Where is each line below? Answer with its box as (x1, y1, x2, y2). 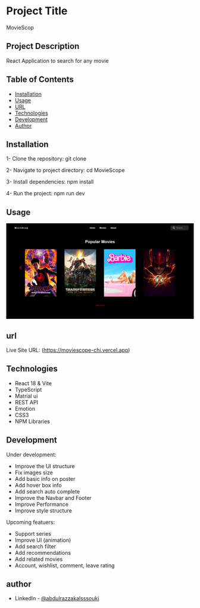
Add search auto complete (14, 488, 80, 495)
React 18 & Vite (14, 379, 52, 386)
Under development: (6, 451, 57, 458)
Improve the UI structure (14, 462, 75, 469)
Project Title (6, 4, 68, 18)
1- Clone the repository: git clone (6, 155, 87, 162)
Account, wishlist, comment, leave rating (14, 561, 115, 569)
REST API (14, 398, 39, 406)
